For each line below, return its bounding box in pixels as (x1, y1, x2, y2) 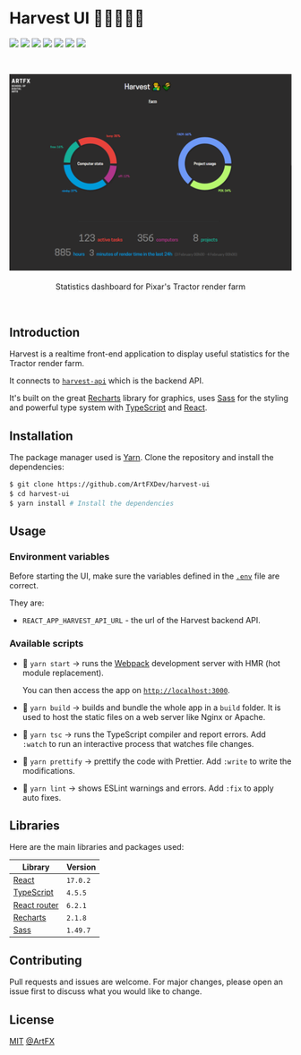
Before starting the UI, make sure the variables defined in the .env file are (9, 570, 280, 581)
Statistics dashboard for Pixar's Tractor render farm (55, 281, 246, 292)
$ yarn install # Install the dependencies (9, 499, 175, 508)
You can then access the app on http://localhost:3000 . (21, 684, 230, 695)
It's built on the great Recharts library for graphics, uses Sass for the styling (9, 393, 289, 404)
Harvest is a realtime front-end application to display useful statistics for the (9, 348, 290, 359)
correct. (9, 580, 39, 591)
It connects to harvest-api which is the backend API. (9, 375, 204, 386)
